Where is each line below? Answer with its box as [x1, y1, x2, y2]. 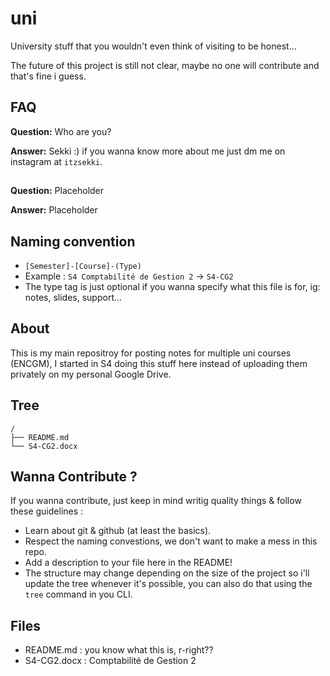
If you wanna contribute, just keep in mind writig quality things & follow [10, 495, 302, 507]
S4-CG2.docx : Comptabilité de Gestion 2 [24, 655, 197, 667]
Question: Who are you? [10, 125, 112, 137]
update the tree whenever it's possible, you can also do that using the [24, 578, 313, 590]
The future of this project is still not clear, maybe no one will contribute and [10, 59, 320, 71]
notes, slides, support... [24, 291, 123, 303]
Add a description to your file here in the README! [24, 557, 233, 569]
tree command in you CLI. [24, 588, 133, 601]
